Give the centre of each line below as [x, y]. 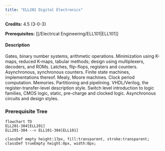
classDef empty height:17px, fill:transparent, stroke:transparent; [77, 139]
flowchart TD [19, 122]
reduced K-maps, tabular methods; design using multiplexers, [82, 61]
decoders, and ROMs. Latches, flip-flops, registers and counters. [71, 67]
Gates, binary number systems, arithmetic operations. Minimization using [80, 56]
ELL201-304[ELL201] [25, 126]
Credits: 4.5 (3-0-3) [26, 24]
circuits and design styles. [32, 98]
